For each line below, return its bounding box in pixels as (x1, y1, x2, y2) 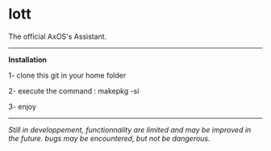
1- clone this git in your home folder (8, 70, 127, 80)
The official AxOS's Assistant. (8, 31, 107, 41)
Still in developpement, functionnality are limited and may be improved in (8, 124, 252, 134)
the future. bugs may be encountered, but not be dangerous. (8, 133, 211, 143)
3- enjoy (8, 102, 36, 111)
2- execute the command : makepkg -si (8, 86, 140, 95)
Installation (8, 54, 47, 65)
